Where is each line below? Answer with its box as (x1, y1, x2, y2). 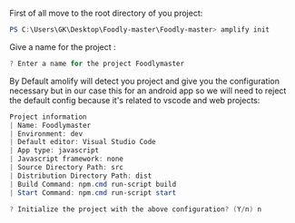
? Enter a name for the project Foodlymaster (9, 59, 184, 68)
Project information (9, 112, 88, 121)
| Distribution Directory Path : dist (9, 171, 152, 180)
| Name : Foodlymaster (9, 121, 92, 130)
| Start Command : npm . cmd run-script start (9, 188, 177, 198)
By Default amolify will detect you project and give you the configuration (9, 75, 280, 86)
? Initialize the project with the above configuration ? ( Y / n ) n (9, 204, 261, 214)
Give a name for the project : (9, 41, 116, 53)
